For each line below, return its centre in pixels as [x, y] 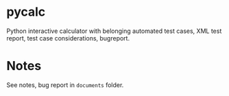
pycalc [26, 12]
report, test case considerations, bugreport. [68, 38]
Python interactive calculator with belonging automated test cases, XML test [114, 31]
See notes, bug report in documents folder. [65, 85]
